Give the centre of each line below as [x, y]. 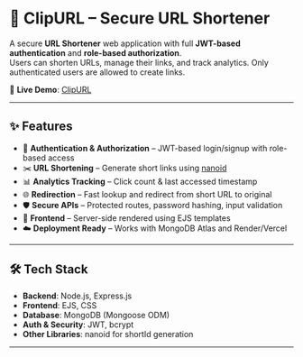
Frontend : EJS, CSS [60, 305]
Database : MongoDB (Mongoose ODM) [96, 315]
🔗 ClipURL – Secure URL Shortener [140, 18]
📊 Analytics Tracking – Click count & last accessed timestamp [140, 181]
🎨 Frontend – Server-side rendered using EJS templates [127, 218]
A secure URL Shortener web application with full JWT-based [125, 43]
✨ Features [41, 127]
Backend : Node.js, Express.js [77, 296]
